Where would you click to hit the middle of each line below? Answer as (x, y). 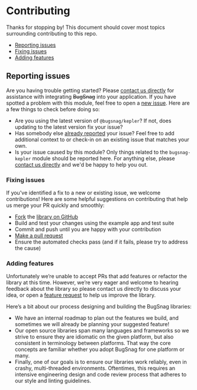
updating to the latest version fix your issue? (69, 127)
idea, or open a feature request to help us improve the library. (81, 295)
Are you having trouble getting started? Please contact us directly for (90, 90)
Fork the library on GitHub (46, 217)
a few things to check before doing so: (53, 109)
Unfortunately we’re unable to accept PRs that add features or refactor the (97, 277)
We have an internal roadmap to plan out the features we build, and (96, 318)
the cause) (28, 248)
